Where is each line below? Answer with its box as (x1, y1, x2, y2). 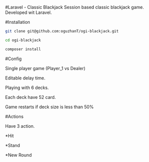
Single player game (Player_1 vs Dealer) (5, 65, 86, 71)
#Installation (5, 19, 31, 25)
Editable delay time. (5, 75, 46, 81)
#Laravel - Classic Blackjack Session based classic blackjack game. (5, 4, 144, 10)
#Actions (5, 113, 24, 119)
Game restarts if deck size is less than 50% (5, 104, 94, 110)
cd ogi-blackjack (5, 37, 41, 43)
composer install (5, 47, 41, 52)
